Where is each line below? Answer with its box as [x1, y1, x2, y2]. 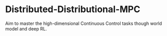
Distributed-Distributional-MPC [5, 4, 140, 15]
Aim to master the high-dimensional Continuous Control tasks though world [5, 20, 162, 26]
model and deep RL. [5, 25, 47, 31]
